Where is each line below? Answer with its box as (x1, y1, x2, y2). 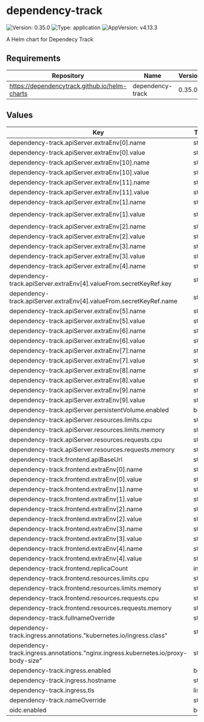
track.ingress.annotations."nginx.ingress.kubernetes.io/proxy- (9, 648, 188, 657)
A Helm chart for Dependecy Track (6, 35, 93, 43)
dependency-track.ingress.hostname (9, 676, 117, 684)
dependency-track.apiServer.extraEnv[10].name (9, 158, 150, 166)
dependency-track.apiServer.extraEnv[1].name (9, 197, 146, 206)
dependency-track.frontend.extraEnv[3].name (9, 525, 143, 533)
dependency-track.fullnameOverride (9, 614, 115, 622)
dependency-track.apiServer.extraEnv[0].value (9, 148, 146, 157)
